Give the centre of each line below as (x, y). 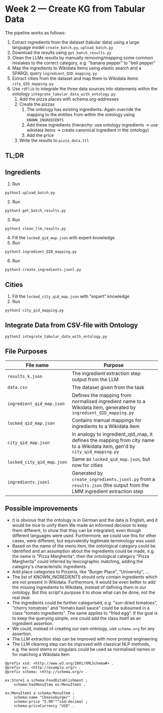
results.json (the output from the (111, 485)
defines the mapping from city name (113, 440)
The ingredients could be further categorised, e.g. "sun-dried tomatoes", (85, 603)
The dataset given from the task (108, 387)
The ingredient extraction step (106, 373)
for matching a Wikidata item (41, 655)
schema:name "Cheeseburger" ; (44, 697)
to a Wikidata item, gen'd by (104, 446)
